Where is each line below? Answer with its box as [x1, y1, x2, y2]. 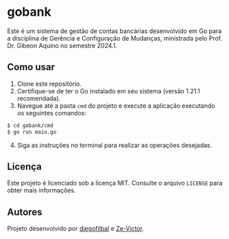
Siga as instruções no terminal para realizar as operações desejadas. [16, 141, 213, 149]
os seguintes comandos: [16, 109, 87, 117]
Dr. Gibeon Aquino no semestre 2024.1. [7, 41, 118, 49]
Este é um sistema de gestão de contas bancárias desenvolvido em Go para [7, 27, 222, 35]
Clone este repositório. [16, 80, 82, 88]
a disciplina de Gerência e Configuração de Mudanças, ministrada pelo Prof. [7, 34, 223, 42]
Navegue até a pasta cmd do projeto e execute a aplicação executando [16, 101, 215, 110]
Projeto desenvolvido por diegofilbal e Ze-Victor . [7, 225, 144, 233]
